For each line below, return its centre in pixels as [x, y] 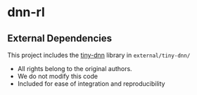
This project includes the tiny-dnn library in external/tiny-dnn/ [99, 55]
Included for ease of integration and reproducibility [91, 84]
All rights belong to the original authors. [75, 69]
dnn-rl [26, 12]
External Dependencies [60, 38]
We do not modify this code [58, 76]
